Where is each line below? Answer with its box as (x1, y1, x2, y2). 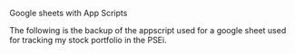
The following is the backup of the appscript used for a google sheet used (9, 25, 287, 35)
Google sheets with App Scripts (9, 8, 128, 18)
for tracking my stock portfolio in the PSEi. (9, 35, 167, 45)
